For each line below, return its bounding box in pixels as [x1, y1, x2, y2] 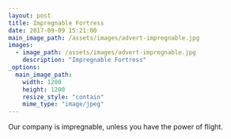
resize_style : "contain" [22, 93, 104, 101]
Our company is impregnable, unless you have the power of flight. [8, 122, 224, 132]
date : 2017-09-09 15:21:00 [8, 26, 97, 34]
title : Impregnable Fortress [8, 19, 104, 27]
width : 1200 [22, 78, 62, 86]
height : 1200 [22, 85, 66, 94]
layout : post [8, 11, 51, 20]
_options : [8, 64, 41, 71]
